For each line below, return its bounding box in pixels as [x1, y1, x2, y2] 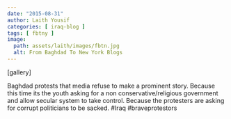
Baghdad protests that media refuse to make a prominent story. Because [7, 81, 216, 90]
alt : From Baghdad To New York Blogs [13, 49, 123, 56]
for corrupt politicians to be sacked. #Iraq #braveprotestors [7, 104, 177, 112]
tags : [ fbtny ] [7, 29, 54, 37]
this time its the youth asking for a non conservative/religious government [7, 88, 218, 97]
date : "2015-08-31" [7, 10, 64, 17]
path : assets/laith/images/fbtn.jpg [13, 42, 120, 49]
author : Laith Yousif [7, 17, 70, 24]
